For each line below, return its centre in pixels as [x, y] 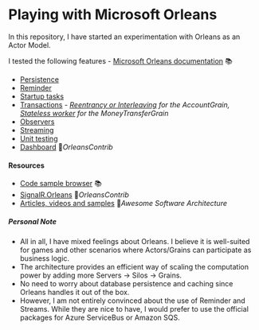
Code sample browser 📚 [61, 184]
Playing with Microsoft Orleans [113, 15]
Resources [27, 165]
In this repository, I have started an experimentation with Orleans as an [124, 37]
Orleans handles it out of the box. [75, 293]
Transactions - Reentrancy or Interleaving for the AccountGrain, [125, 104]
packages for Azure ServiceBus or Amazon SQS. [100, 318]
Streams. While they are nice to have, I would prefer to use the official [134, 309]
